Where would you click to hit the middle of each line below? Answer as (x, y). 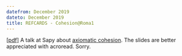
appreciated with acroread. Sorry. (49, 46)
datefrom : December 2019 (38, 12)
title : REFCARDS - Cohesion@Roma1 (50, 23)
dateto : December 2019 (35, 17)
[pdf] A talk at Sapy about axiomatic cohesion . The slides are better (91, 40)
